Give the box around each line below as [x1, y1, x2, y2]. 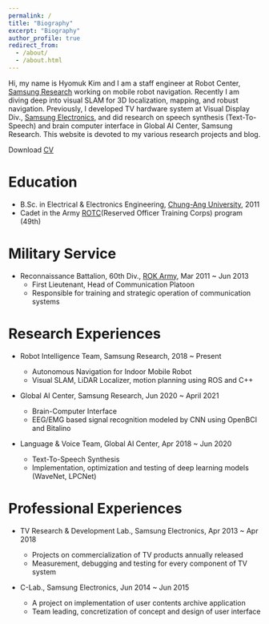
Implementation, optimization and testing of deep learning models [31, 462, 250, 473]
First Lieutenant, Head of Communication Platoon [31, 280, 195, 289]
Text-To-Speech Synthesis [31, 454, 120, 464]
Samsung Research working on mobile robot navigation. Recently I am [8, 87, 240, 96]
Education [8, 173, 78, 191]
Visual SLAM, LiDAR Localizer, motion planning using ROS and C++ [31, 375, 254, 384]
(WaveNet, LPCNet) [31, 471, 97, 481]
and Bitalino [31, 423, 71, 433]
